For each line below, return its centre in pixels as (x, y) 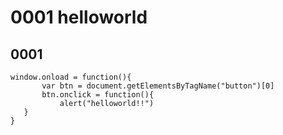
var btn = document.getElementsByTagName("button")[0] (158, 86)
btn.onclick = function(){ (98, 95)
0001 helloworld (79, 17)
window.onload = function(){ (71, 77)
